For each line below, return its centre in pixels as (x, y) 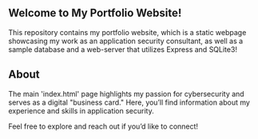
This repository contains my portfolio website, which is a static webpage (127, 32)
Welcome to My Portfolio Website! (95, 13)
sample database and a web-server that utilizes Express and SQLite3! (123, 49)
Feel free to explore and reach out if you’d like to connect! (103, 126)
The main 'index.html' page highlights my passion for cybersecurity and (127, 93)
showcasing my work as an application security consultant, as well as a (126, 41)
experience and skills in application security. (81, 110)
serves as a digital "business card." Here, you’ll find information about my (129, 102)
